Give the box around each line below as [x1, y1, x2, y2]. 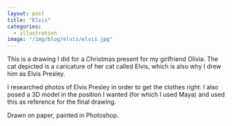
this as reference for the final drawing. [7, 98, 116, 106]
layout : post [7, 10, 45, 17]
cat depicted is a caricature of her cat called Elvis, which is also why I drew [7, 62, 222, 71]
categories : [7, 23, 42, 30]
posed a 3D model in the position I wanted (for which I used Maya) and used [7, 91, 225, 99]
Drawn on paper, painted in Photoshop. [7, 111, 119, 120]
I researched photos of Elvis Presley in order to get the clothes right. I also [7, 83, 219, 91]
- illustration [13, 29, 57, 37]
